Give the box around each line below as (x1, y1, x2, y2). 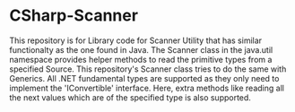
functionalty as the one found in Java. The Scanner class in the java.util (9, 44, 273, 55)
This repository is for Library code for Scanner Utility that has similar (9, 35, 263, 46)
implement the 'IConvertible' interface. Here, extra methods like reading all (9, 82, 285, 93)
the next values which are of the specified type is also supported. (9, 91, 251, 103)
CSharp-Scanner (9, 5, 139, 26)
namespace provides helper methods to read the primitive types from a (9, 54, 273, 65)
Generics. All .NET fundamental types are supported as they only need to (9, 73, 280, 83)
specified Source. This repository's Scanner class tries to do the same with (9, 64, 287, 74)
